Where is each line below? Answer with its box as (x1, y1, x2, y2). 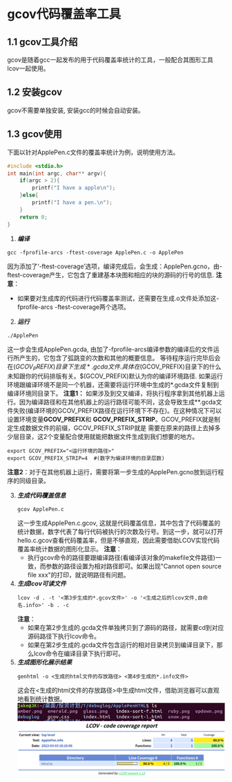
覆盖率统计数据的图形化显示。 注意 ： (17, 545, 122, 553)
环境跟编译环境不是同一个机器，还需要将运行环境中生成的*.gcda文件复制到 (7, 381, 220, 389)
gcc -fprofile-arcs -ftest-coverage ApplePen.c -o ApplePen (7, 249, 184, 256)
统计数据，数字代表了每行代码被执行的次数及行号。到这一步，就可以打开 (17, 528, 223, 536)
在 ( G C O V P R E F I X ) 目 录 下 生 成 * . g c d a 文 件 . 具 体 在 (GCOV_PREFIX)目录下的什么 (7, 362, 222, 372)
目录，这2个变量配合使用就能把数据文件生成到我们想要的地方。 (19, 433, 199, 441)
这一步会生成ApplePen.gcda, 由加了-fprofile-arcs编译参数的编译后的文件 (7, 345, 214, 353)
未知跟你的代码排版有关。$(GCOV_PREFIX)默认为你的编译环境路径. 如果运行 (7, 372, 223, 380)
